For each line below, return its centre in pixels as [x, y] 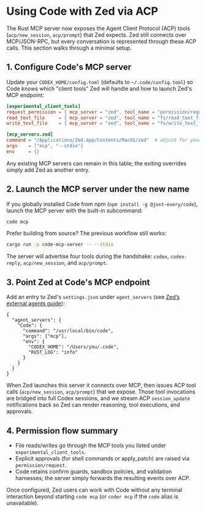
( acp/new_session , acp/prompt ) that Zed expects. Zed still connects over [97, 34]
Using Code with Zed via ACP [82, 11]
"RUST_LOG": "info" [53, 352]
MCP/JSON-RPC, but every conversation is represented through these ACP [101, 41]
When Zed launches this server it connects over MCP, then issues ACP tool [101, 386]
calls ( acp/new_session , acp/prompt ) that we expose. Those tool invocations [101, 392]
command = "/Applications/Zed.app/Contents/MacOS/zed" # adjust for [97, 140]
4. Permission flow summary [62, 431]
